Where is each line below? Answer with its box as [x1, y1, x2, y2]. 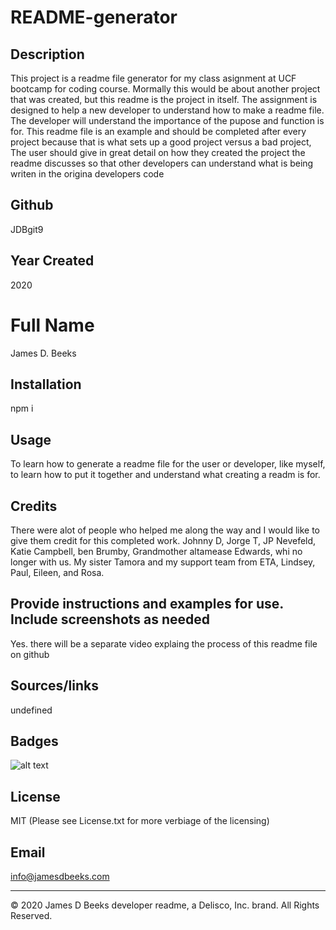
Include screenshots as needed [10, 611, 211, 628]
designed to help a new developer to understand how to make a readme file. [10, 104, 325, 116]
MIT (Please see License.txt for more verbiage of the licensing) [10, 815, 270, 827]
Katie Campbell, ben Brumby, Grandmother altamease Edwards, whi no [10, 546, 303, 557]
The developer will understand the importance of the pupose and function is [10, 115, 325, 126]
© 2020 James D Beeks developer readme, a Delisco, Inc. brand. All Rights [10, 899, 320, 911]
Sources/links [10, 677, 99, 695]
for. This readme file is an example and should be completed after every [10, 126, 307, 137]
